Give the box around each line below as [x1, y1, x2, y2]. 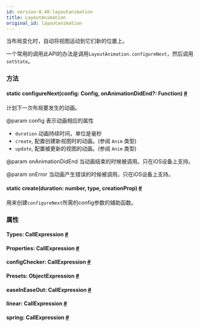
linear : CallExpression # [6, 300, 68, 307]
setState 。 [6, 58, 34, 65]
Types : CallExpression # [6, 231, 69, 238]
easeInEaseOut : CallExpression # [6, 286, 92, 293]
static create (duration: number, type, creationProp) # [6, 185, 142, 192]
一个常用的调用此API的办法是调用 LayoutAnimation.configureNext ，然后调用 [6, 50, 194, 57]
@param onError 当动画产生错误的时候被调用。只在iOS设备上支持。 [6, 170, 174, 178]
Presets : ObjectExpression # [6, 273, 80, 279]
